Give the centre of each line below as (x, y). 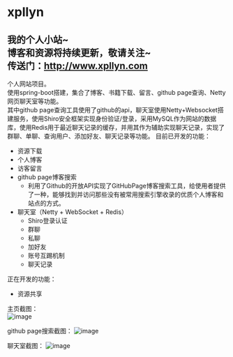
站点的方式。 (46, 203)
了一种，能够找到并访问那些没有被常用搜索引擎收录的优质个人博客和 (126, 195)
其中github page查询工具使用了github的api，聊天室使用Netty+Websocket (113, 110)
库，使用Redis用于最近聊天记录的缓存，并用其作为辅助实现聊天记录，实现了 (116, 127)
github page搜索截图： (40, 331)
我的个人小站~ (38, 39)
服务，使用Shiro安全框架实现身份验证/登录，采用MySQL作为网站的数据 (115, 119)
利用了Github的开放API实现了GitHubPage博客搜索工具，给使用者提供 (127, 186)
